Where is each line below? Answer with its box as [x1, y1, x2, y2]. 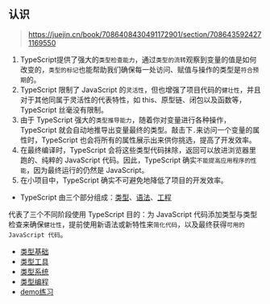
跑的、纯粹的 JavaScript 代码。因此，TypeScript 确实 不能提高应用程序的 [19, 155, 251, 165]
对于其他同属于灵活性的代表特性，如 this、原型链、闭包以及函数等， [19, 95, 247, 105]
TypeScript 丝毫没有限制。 [19, 105, 109, 114]
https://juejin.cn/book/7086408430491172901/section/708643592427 [27, 29, 262, 39]
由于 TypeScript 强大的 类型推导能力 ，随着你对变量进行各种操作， [19, 115, 231, 125]
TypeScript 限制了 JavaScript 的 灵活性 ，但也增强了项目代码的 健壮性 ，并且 [19, 84, 261, 94]
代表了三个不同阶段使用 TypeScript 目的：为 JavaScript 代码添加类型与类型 [8, 209, 258, 219]
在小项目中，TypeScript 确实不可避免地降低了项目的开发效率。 [19, 175, 228, 185]
